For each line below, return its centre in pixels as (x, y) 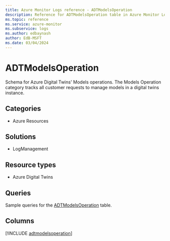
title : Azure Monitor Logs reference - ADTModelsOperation (69, 10)
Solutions (21, 136)
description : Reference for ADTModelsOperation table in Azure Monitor (82, 15)
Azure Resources (31, 121)
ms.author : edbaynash (28, 33)
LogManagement (30, 149)
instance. (15, 93)
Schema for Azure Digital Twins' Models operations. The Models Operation (83, 82)
